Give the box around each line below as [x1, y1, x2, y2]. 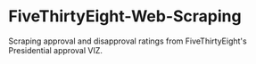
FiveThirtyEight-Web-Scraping [8, 6, 242, 27]
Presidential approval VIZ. [8, 44, 103, 55]
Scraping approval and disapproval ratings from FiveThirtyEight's [8, 36, 247, 46]
